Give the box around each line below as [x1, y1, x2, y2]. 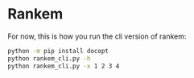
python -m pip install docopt [7, 47, 109, 55]
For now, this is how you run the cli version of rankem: [7, 31, 187, 41]
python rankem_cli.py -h [7, 54, 91, 63]
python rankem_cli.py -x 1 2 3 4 [7, 62, 120, 70]
